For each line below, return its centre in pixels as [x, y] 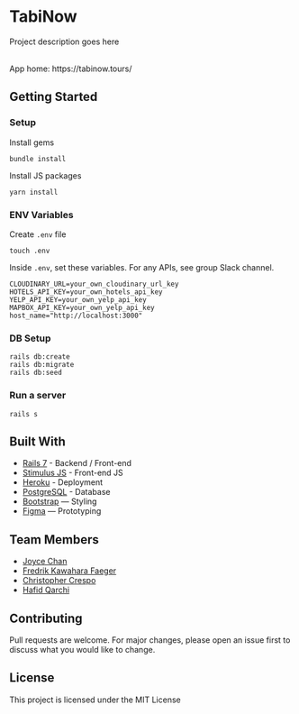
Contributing [46, 618]
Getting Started [54, 97]
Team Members [54, 540]
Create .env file [38, 234]
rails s [24, 414]
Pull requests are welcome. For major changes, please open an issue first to [150, 640]
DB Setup [30, 338]
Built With [37, 441]
